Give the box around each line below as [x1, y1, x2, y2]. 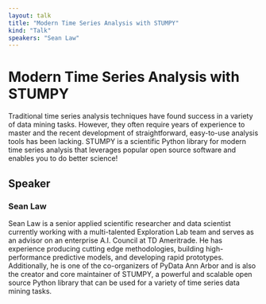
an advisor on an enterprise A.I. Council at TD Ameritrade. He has [8, 236, 222, 245]
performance [8, 252, 52, 262]
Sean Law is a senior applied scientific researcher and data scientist [8, 218, 232, 228]
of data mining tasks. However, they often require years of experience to [8, 120, 245, 130]
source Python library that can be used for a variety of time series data [8, 278, 240, 287]
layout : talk [8, 11, 52, 20]
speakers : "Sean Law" [8, 33, 80, 42]
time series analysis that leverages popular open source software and [8, 145, 237, 155]
